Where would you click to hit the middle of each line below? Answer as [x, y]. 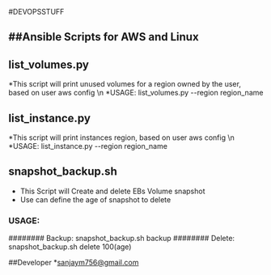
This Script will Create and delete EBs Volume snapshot [112, 191]
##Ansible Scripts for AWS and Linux [104, 37]
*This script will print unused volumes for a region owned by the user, [125, 84]
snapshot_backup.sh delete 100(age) [70, 247]
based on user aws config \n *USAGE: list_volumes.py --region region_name [136, 93]
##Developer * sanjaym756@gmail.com [74, 263]
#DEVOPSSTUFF [36, 12]
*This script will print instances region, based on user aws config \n [121, 137]
